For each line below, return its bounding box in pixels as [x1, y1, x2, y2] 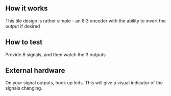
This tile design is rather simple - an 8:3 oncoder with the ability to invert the [5, 17, 166, 23]
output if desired [5, 23, 40, 29]
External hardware [5, 66, 65, 75]
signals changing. [5, 85, 42, 91]
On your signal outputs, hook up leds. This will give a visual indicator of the [5, 80, 163, 86]
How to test [5, 38, 42, 46]
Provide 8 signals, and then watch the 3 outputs [5, 51, 106, 58]
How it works [5, 4, 48, 13]
